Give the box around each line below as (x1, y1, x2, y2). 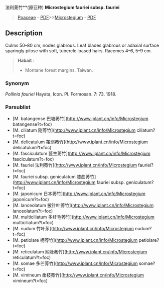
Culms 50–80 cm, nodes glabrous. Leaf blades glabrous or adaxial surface (5, 42, 159, 48)
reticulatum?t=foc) (12, 254, 51, 260)
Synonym (5, 79, 29, 86)
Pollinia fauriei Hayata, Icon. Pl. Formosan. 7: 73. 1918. (5, 91, 117, 97)
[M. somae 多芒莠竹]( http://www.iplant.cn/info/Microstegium (12, 260, 138, 266)
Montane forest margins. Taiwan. (25, 67, 93, 73)
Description (5, 29, 43, 38)
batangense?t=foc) (12, 121, 52, 127)
